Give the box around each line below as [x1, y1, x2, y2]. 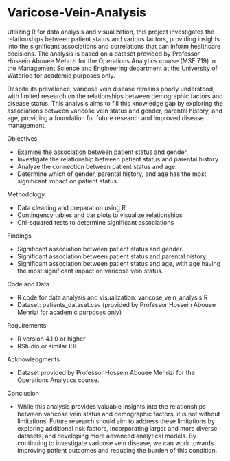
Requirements [7, 321, 47, 329]
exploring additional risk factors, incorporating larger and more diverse [16, 424, 218, 432]
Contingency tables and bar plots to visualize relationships [16, 211, 183, 219]
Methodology [7, 190, 45, 199]
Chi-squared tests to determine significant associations [16, 218, 174, 226]
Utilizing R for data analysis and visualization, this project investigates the [7, 27, 215, 36]
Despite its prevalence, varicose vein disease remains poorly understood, [7, 85, 215, 93]
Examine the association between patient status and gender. [16, 148, 189, 156]
